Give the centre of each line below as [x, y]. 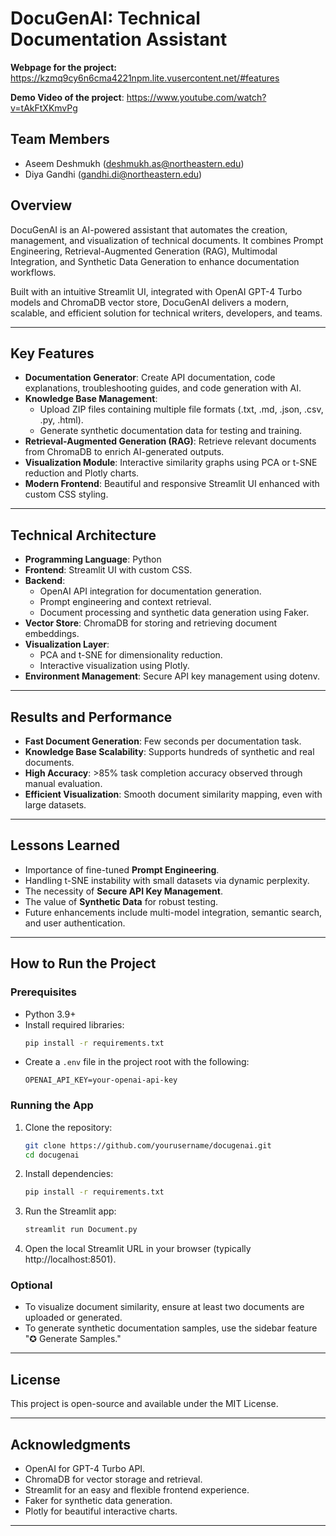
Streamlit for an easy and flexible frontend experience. [137, 1490]
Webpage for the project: [63, 67]
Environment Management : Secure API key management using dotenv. [172, 676]
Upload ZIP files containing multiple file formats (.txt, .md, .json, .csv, [181, 409]
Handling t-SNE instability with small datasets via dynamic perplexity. [167, 880]
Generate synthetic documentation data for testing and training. [171, 431]
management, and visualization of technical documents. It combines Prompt [167, 240]
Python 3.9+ [50, 1014]
